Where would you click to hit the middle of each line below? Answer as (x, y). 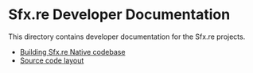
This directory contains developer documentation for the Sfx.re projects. (127, 36)
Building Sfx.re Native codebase (72, 52)
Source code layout (52, 60)
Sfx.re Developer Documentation (119, 15)
